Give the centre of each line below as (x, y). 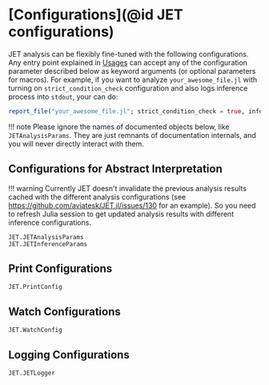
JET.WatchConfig (35, 330)
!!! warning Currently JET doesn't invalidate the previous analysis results (127, 188)
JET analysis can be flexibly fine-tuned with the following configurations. (128, 54)
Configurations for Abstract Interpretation (115, 169)
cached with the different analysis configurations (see (97, 197)
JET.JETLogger (32, 373)
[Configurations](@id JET (96, 15)
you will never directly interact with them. (76, 144)
